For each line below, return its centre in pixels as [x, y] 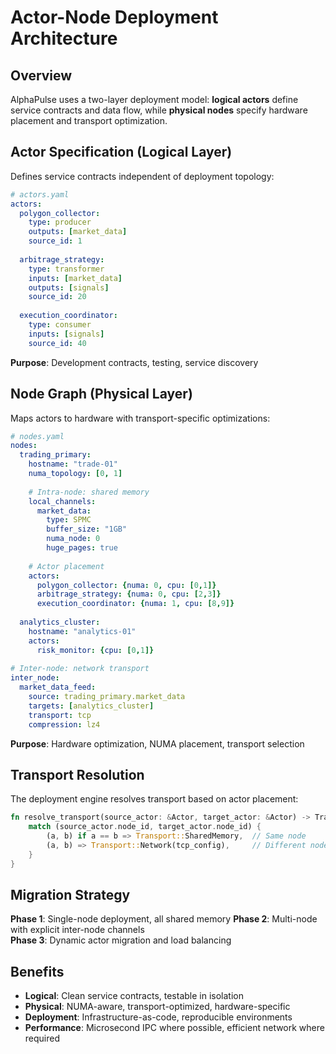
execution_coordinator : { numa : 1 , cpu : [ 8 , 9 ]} [135, 604]
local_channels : [62, 501]
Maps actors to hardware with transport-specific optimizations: [140, 418]
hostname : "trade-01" [73, 464]
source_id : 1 [55, 241]
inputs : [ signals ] [66, 334]
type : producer [60, 222]
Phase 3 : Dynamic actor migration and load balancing [121, 940]
